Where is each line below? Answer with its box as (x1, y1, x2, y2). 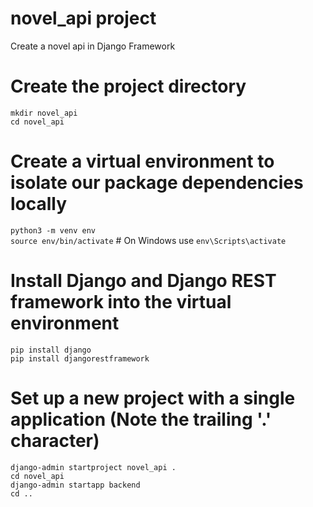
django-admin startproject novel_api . (10, 462, 177, 472)
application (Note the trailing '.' (10, 408, 272, 431)
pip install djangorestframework (10, 353, 150, 364)
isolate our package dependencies (10, 172, 304, 194)
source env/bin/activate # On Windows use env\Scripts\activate (10, 234, 287, 246)
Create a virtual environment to (10, 150, 275, 173)
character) (10, 429, 100, 452)
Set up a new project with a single (10, 387, 296, 409)
